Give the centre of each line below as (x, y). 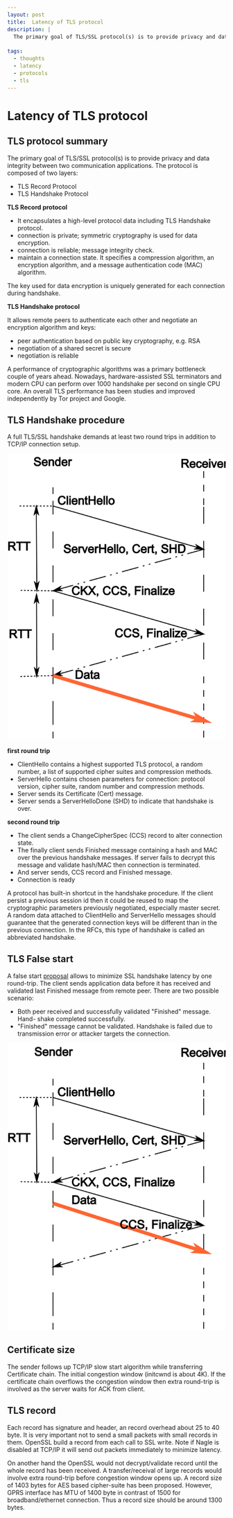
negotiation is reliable (48, 355)
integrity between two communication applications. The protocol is (103, 165)
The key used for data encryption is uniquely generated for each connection (116, 285)
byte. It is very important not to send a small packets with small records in (112, 1435)
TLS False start (41, 959)
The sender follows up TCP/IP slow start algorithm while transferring (105, 1367)
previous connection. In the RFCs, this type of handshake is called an (106, 929)
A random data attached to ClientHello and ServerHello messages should (112, 915)
